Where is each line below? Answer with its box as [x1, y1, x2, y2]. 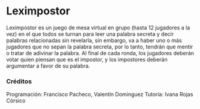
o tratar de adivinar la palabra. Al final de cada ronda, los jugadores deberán [6, 49, 195, 56]
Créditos [6, 77, 32, 85]
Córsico [6, 97, 26, 104]
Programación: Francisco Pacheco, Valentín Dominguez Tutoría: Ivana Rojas [6, 91, 193, 98]
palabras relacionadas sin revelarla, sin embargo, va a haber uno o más [6, 37, 182, 44]
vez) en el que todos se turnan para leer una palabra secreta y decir [6, 30, 174, 37]
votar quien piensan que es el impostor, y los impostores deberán [6, 56, 168, 63]
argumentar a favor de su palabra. [6, 62, 90, 69]
